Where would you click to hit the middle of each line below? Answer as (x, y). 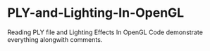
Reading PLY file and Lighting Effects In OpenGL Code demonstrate (105, 32)
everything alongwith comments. (55, 39)
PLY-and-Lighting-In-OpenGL (96, 13)
